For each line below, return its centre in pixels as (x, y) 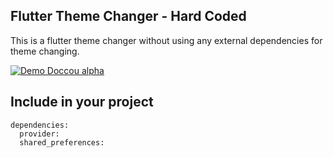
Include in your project (82, 102)
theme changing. (45, 51)
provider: (39, 134)
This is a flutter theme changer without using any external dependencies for (166, 40)
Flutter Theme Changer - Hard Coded (128, 16)
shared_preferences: (62, 142)
